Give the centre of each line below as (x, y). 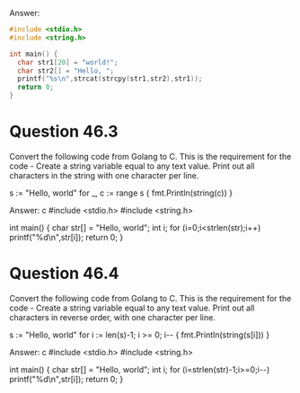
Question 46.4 (64, 274)
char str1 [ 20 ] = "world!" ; (68, 62)
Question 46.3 (64, 131)
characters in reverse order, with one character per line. (112, 317)
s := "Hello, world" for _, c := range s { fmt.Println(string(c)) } (121, 193)
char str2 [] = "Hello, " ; (66, 71)
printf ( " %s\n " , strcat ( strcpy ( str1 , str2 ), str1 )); (110, 79)
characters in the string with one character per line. (104, 175)
